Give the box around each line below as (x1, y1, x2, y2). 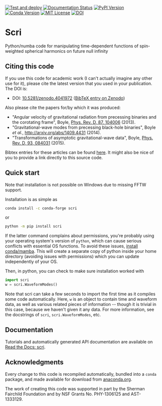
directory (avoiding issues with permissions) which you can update (5, 254, 140, 260)
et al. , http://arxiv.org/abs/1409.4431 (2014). (12, 129, 101, 135)
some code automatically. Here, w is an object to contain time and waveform (5, 296, 157, 302)
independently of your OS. (5, 259, 58, 264)
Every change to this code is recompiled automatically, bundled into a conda (5, 371, 157, 377)
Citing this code (5, 62, 54, 71)
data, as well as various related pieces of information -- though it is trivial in (5, 302, 157, 307)
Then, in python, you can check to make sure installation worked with (5, 268, 144, 274)
